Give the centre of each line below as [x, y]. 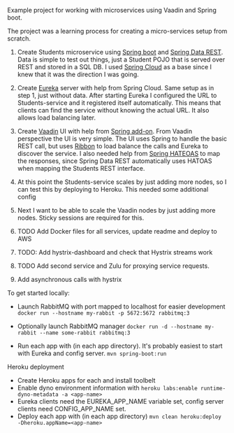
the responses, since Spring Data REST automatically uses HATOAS [115, 161]
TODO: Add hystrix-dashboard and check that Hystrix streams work [115, 252]
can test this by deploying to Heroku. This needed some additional [113, 189]
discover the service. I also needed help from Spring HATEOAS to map [119, 154]
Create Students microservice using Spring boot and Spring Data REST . [120, 52]
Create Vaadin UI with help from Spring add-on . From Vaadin [105, 131]
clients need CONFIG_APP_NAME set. [72, 409]
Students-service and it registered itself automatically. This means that [119, 103]
